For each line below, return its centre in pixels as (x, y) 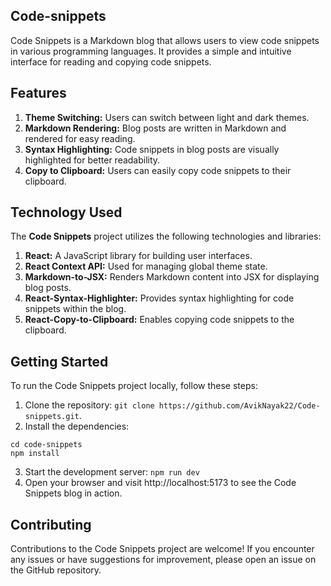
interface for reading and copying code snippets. (111, 61)
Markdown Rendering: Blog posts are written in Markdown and (155, 128)
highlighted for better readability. (92, 160)
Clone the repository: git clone (89, 405)
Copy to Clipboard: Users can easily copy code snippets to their (158, 170)
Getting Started (59, 361)
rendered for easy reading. (80, 138)
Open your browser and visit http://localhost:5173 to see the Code (160, 483)
